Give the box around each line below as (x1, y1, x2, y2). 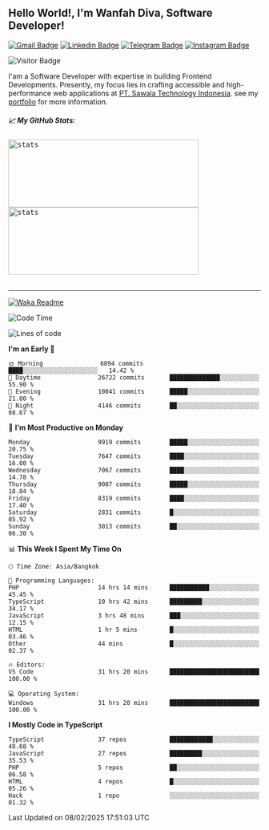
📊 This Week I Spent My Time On (8, 544, 122, 553)
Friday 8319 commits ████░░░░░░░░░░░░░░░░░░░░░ (8, 494, 260, 502)
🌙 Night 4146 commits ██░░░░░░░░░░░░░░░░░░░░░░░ (8, 401, 260, 410)
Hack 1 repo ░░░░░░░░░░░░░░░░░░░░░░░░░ (8, 792, 260, 800)
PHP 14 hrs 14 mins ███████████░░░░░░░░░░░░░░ (8, 583, 260, 592)
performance (8, 88, 52, 98)
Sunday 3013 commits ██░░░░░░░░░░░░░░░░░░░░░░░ (8, 522, 260, 530)
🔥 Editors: (8, 661, 46, 669)
